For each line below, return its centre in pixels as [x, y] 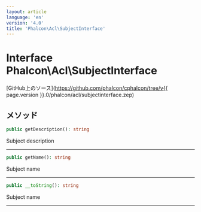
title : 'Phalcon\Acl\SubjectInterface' [56, 28]
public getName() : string [38, 157]
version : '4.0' [25, 23]
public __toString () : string [42, 185]
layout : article [26, 12]
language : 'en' [25, 17]
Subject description [31, 141]
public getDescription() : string [48, 129]
